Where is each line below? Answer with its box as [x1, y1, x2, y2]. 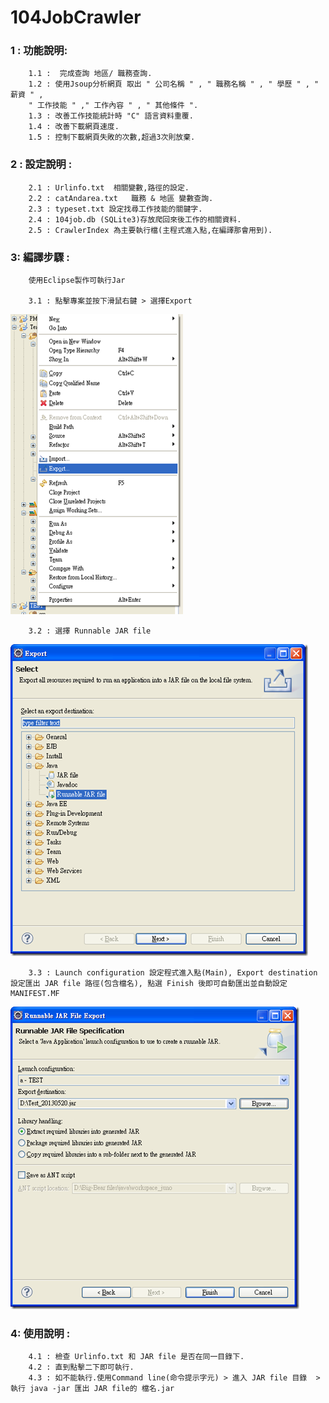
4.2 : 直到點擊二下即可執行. [28, 1362, 135, 1373]
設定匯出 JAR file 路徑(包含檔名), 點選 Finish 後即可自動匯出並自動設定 [10, 979, 288, 989]
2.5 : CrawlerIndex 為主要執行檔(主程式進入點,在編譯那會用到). [28, 225, 273, 235]
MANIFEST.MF [10, 989, 60, 999]
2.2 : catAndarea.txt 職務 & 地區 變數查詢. [28, 193, 214, 203]
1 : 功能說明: [10, 44, 68, 58]
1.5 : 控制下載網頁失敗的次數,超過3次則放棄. [28, 132, 196, 143]
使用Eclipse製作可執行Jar [28, 276, 126, 286]
